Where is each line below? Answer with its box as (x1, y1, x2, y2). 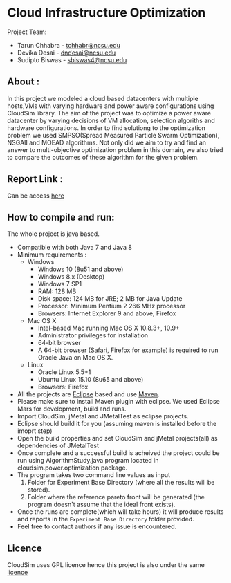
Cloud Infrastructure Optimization (7, 5, 206, 21)
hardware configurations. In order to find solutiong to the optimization (7, 123, 206, 132)
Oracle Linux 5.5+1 (37, 368, 91, 376)
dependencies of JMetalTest (17, 441, 99, 450)
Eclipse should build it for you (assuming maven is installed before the (17, 420, 217, 428)
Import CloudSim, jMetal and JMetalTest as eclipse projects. (17, 412, 189, 420)
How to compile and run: (7, 211, 115, 223)
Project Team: (7, 28, 47, 36)
